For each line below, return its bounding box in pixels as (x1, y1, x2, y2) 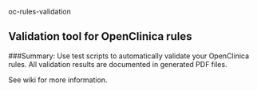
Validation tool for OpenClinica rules (8, 30, 192, 43)
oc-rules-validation (8, 7, 72, 16)
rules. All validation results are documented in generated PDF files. (8, 59, 227, 69)
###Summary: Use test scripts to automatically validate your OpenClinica (8, 51, 250, 61)
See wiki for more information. (8, 75, 108, 85)
